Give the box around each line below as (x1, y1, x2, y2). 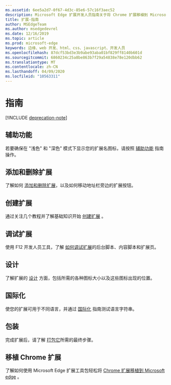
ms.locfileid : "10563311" (5, 74, 60, 79)
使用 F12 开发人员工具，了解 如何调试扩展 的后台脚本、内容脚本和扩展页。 (5, 244, 159, 250)
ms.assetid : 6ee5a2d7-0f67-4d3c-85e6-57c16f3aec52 (5, 7, 115, 13)
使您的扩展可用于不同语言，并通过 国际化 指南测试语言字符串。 (5, 305, 137, 312)
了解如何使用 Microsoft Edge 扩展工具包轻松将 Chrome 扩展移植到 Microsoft (5, 368, 165, 374)
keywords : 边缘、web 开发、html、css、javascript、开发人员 (5, 45, 126, 50)
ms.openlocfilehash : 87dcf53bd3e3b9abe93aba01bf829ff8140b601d (5, 50, 142, 55)
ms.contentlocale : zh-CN (5, 64, 58, 69)
